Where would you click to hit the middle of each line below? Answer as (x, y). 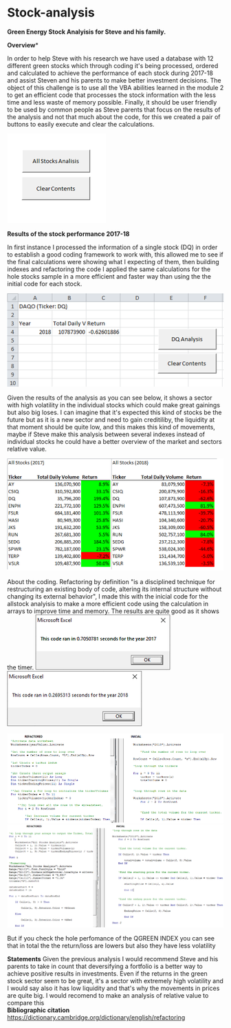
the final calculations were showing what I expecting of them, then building (113, 261)
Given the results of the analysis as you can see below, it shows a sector (110, 398)
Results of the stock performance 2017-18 (68, 234)
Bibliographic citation (38, 1010)
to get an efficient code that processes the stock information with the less (112, 95)
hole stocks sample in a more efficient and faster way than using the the (109, 276)
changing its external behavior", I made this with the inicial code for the (108, 597)
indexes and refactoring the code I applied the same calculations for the (109, 269)
